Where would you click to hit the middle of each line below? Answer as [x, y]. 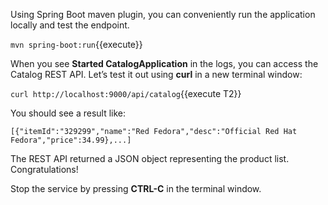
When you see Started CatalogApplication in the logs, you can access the [164, 63]
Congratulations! [44, 169]
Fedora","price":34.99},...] [71, 140]
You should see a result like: [68, 113]
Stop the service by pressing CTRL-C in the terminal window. [136, 188]
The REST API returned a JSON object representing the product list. [150, 158]
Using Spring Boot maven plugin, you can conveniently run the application [163, 14]
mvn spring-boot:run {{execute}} [76, 44]
